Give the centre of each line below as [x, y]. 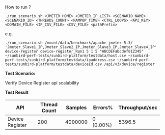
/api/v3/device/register [129, 64]
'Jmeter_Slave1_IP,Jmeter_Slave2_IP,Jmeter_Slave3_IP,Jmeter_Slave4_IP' [81, 47]
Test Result [17, 92]
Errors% [103, 108]
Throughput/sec [138, 108]
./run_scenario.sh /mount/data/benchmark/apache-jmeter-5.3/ [69, 43]
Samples [76, 108]
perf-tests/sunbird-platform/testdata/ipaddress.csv [60, 60]
